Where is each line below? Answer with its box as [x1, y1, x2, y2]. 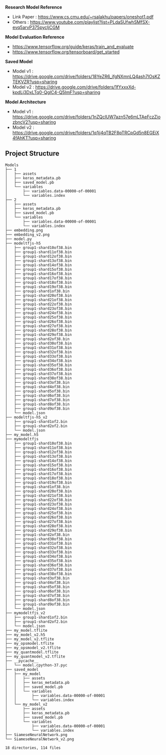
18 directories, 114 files [5, 745, 61, 750]
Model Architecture [5, 99, 46, 105]
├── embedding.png [5, 228, 43, 233]
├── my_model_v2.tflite [5, 636, 55, 642]
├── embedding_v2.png [5, 232, 50, 237]
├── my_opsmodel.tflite [5, 641, 55, 646]
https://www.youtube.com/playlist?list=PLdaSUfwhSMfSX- [30, 19, 150, 25]
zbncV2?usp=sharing [12, 119, 56, 125]
